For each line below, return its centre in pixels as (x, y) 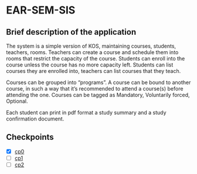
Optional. (17, 101)
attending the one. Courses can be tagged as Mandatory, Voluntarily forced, (98, 95)
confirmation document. (35, 119)
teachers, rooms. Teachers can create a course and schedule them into (92, 52)
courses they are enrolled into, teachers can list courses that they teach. (94, 71)
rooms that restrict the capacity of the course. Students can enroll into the (96, 58)
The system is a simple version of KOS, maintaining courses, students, (91, 46)
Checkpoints (30, 137)
